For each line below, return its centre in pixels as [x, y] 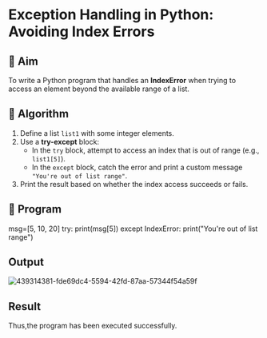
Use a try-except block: [60, 141]
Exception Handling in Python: [111, 15]
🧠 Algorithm [39, 114]
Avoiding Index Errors [82, 32]
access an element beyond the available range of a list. [99, 89]
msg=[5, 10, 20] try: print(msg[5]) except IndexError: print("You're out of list [133, 229]
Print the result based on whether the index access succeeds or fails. [134, 184]
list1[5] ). [49, 158]
